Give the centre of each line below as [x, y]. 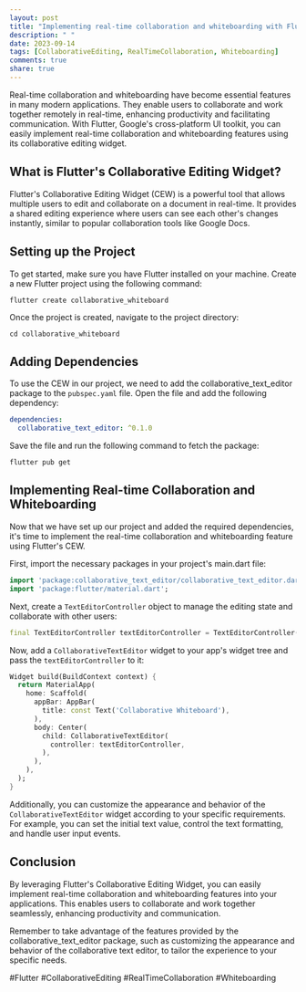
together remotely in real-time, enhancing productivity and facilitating [140, 114]
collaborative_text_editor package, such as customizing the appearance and [152, 940]
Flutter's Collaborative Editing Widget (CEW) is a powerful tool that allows [147, 193]
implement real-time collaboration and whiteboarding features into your [143, 893]
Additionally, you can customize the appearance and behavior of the [138, 804]
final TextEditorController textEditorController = [109, 632]
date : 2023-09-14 [42, 43]
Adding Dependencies [74, 361]
